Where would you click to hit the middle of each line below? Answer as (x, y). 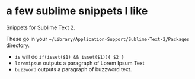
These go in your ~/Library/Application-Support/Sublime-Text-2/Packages (98, 39)
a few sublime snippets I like (77, 11)
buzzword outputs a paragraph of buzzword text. (73, 69)
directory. (18, 45)
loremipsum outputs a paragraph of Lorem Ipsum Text (79, 63)
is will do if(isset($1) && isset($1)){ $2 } (69, 56)
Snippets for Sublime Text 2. (41, 27)
